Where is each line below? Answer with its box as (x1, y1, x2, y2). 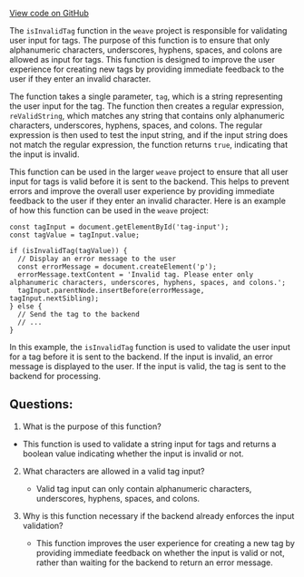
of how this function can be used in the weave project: (9, 205, 209, 216)
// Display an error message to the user (17, 254, 177, 263)
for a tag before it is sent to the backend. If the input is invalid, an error (9, 351, 274, 362)
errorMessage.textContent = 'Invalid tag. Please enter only (17, 270, 254, 279)
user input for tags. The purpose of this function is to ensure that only (9, 35, 270, 45)
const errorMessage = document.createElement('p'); (17, 262, 218, 271)
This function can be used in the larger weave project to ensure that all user (9, 167, 289, 177)
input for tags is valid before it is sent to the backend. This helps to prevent (9, 176, 289, 187)
